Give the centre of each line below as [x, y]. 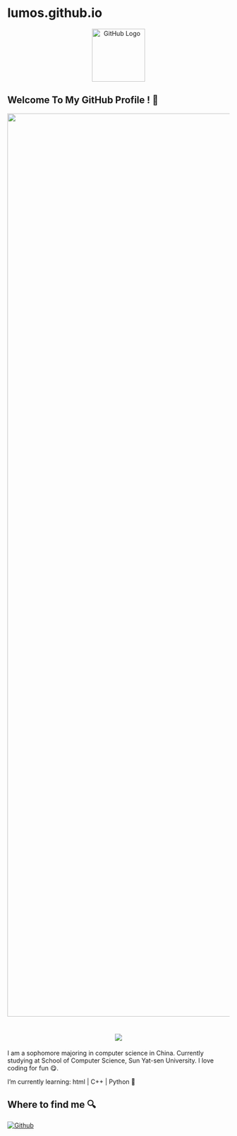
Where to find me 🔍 [52, 1105]
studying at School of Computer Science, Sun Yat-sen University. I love [110, 1061]
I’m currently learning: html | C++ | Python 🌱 [71, 1082]
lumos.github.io [55, 13]
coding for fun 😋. [33, 1068]
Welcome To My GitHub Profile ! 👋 [83, 100]
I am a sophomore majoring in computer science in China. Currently [106, 1053]
